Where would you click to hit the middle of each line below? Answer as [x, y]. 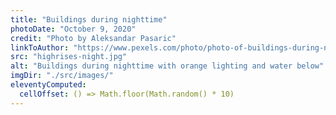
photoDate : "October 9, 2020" [73, 29]
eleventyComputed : [48, 85]
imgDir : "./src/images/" [62, 76]
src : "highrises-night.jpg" [69, 57]
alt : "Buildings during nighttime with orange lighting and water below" [167, 66]
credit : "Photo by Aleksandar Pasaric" [93, 38]
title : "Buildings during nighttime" [89, 19]
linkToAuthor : [40, 47]
